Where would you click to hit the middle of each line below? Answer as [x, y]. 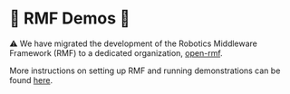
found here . [31, 80]
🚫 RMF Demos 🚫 [70, 19]
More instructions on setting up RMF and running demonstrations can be [145, 70]
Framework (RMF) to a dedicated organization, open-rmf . [116, 52]
